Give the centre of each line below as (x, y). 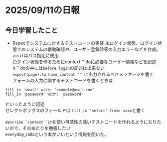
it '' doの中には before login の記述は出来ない (58, 68)
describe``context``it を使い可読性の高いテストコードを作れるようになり (81, 122)
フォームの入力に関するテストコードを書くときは (63, 80)
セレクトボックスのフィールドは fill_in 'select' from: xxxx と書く (75, 110)
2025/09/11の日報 (42, 10)
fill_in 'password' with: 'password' (44, 94)
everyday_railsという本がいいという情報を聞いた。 (57, 134)
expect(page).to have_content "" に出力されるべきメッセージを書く (83, 74)
